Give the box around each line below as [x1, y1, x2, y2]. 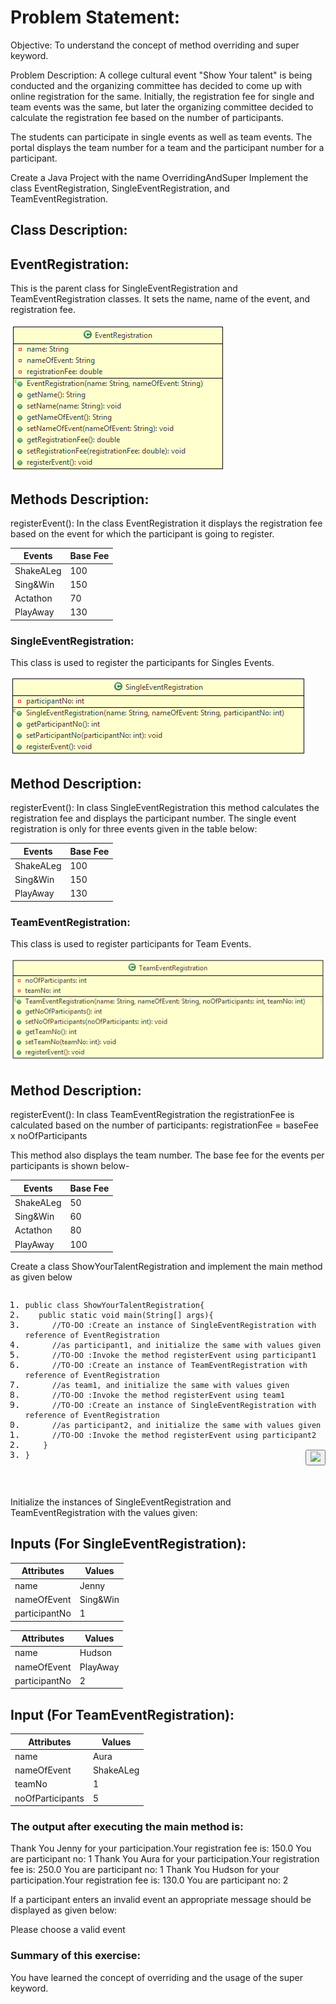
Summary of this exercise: [10, 1949, 142, 1963]
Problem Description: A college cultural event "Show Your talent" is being [10, 69, 313, 81]
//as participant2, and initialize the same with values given [51, 1421, 322, 1431]
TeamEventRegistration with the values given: [10, 1507, 198, 1519]
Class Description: [10, 222, 128, 239]
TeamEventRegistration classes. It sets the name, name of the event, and [10, 293, 310, 305]
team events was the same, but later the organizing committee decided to [10, 101, 314, 113]
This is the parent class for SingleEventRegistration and [10, 282, 238, 295]
